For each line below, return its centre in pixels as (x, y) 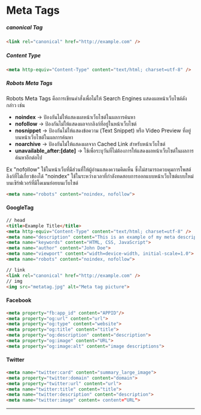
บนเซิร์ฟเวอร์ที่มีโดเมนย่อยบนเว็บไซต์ (42, 182)
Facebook (19, 300)
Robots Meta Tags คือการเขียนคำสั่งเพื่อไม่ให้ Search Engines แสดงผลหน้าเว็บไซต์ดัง (97, 98)
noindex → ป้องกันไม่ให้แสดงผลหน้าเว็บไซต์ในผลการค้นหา (75, 117)
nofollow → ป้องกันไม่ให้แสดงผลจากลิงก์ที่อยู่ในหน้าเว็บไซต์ (76, 124)
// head (16, 220)
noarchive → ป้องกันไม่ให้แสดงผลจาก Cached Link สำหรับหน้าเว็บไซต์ (90, 144)
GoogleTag (20, 208)
